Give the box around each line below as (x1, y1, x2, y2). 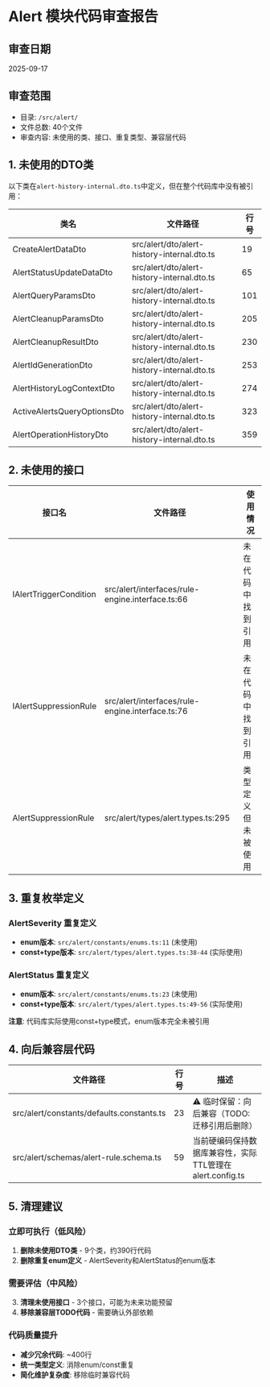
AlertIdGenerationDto (12, 359, 93, 371)
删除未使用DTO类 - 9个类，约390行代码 (19, 1245, 152, 1255)
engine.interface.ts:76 (104, 706, 188, 717)
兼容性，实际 (208, 1148, 257, 1159)
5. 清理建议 (8, 1199, 63, 1213)
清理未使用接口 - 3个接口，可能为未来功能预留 (19, 1298, 173, 1307)
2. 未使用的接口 (8, 463, 84, 477)
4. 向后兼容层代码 (8, 1042, 95, 1056)
